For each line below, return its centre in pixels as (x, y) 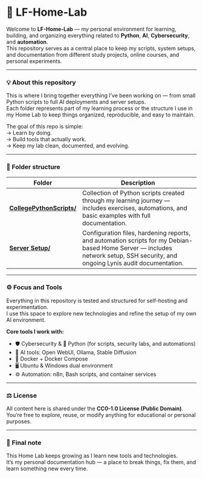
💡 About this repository (41, 82)
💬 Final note (24, 443)
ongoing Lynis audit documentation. (133, 263)
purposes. (19, 421)
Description (138, 182)
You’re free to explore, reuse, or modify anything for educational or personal (101, 415)
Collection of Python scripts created (134, 193)
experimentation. (27, 307)
